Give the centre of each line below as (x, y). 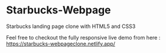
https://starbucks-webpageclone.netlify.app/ (61, 44)
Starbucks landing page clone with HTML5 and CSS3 (71, 26)
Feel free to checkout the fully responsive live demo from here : (83, 37)
